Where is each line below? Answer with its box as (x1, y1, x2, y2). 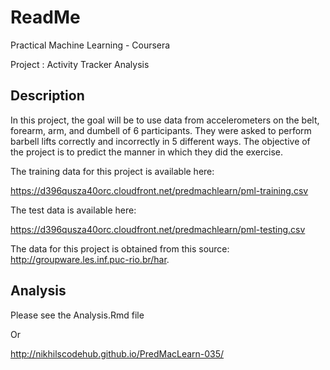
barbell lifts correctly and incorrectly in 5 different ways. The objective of (10, 135, 311, 147)
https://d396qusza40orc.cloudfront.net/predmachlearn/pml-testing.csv (10, 223, 306, 235)
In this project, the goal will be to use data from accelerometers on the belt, (10, 114, 320, 126)
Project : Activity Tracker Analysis (10, 58, 150, 70)
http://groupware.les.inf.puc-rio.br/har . (10, 253, 170, 265)
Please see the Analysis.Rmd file (10, 309, 145, 321)
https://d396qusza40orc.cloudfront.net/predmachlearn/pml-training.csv (10, 184, 309, 196)
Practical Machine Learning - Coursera (10, 39, 171, 51)
